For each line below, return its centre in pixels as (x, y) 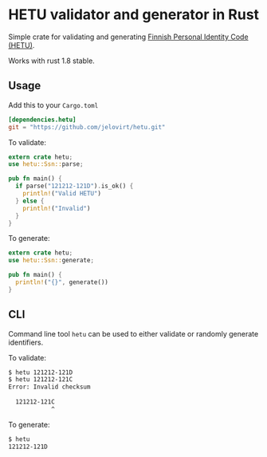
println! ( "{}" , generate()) (62, 282)
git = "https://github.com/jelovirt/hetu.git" (87, 127)
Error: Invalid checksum (49, 387)
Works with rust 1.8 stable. (52, 61)
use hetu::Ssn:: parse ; (46, 164)
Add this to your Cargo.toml (53, 104)
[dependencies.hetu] (43, 120)
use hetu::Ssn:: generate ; (51, 261)
